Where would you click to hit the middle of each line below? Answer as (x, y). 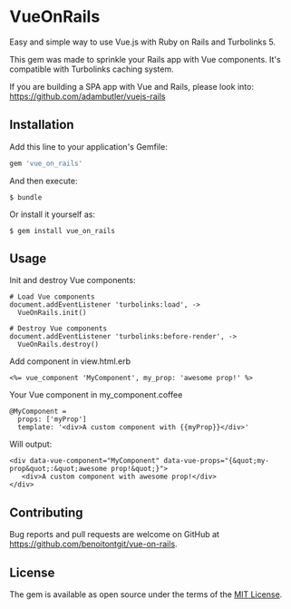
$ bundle (26, 197)
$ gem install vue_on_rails (63, 231)
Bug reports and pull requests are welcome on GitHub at (115, 535)
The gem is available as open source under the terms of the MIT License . (146, 594)
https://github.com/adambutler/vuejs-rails (87, 96)
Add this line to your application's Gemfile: (88, 146)
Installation (42, 125)
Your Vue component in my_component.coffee (96, 395)
